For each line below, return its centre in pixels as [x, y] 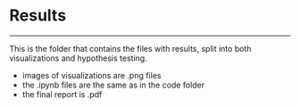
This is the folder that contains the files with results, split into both [130, 48]
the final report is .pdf [62, 94]
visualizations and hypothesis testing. [78, 58]
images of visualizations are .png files [92, 75]
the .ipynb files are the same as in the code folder [113, 85]
